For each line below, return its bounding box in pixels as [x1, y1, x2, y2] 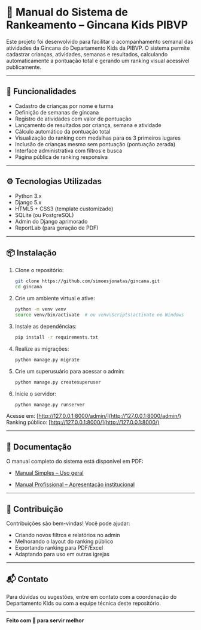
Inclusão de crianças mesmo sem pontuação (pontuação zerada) [14, 140, 176, 147]
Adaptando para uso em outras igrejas [14, 551, 109, 557]
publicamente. [6, 63, 42, 71]
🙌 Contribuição [6, 504, 63, 514]
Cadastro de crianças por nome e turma [14, 102, 114, 110]
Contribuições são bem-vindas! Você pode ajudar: [6, 520, 130, 527]
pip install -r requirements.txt [14, 334, 99, 340]
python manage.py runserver [14, 402, 85, 408]
